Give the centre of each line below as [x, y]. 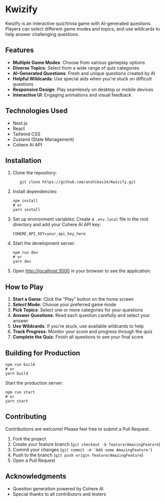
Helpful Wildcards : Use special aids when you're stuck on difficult [82, 79]
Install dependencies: [35, 192]
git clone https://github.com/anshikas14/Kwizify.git [78, 182]
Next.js [20, 123]
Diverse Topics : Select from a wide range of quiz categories [76, 68]
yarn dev [22, 262]
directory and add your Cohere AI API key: [57, 225]
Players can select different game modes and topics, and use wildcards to [83, 28]
